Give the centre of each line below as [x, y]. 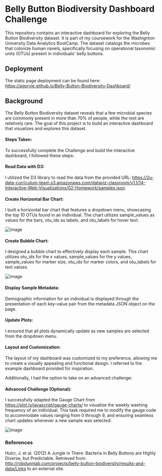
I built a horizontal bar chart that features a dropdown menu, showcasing [78, 210]
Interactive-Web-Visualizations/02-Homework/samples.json [65, 188]
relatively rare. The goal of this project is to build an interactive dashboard [79, 123]
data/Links [16, 469]
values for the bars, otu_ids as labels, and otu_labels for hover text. [72, 220]
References [19, 443]
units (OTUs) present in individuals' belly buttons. [54, 53]
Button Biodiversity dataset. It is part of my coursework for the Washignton [80, 38]
